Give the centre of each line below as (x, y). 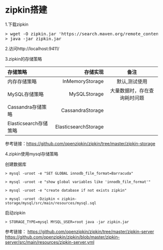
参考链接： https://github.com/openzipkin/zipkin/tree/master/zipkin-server (80, 232)
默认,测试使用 (132, 82)
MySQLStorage (86, 94)
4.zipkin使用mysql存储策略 (32, 154)
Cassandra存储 (25, 107)
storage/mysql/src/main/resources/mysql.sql (51, 203)
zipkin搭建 (26, 10)
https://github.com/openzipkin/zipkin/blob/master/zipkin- (62, 237)
